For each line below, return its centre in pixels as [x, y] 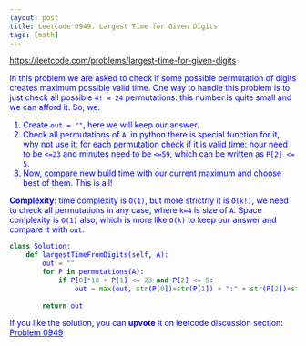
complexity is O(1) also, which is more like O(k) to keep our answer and [143, 220]
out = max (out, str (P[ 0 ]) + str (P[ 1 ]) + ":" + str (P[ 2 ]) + [183, 289]
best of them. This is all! [67, 183]
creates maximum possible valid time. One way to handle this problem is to [150, 88]
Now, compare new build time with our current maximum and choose [152, 173]
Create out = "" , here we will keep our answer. [111, 125]
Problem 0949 [36, 332]
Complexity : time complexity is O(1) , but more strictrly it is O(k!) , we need [149, 200]
